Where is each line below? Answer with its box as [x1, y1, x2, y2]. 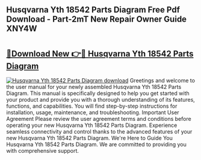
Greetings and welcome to [129, 77, 196, 84]
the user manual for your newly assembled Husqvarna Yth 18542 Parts [6, 84, 182, 90]
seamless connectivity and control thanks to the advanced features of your [6, 128, 193, 135]
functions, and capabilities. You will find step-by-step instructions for [6, 102, 178, 109]
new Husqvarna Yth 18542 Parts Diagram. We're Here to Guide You [6, 135, 173, 141]
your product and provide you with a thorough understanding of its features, [6, 96, 196, 103]
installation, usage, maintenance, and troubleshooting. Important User [6, 109, 179, 116]
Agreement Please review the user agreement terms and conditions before [6, 115, 191, 122]
